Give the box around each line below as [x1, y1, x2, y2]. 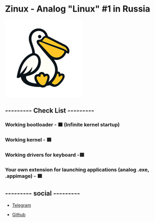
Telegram [12, 202, 31, 208]
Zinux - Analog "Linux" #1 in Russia [5, 3, 150, 15]
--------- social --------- [5, 190, 80, 198]
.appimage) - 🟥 [5, 173, 43, 179]
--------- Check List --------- [5, 106, 94, 115]
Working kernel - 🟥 [5, 136, 52, 143]
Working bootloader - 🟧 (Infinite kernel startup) [5, 121, 120, 128]
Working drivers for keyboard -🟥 [5, 151, 85, 158]
